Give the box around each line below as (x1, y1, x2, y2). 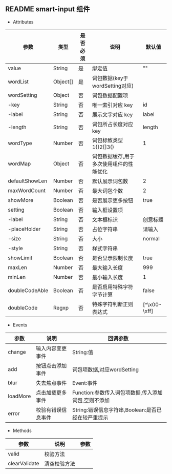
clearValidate (8, 460, 39, 467)
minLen (8, 273, 26, 280)
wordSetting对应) (92, 82, 134, 89)
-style (8, 244, 23, 252)
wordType (8, 139, 32, 147)
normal (142, 235, 160, 242)
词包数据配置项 (92, 92, 128, 99)
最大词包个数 (92, 187, 123, 194)
